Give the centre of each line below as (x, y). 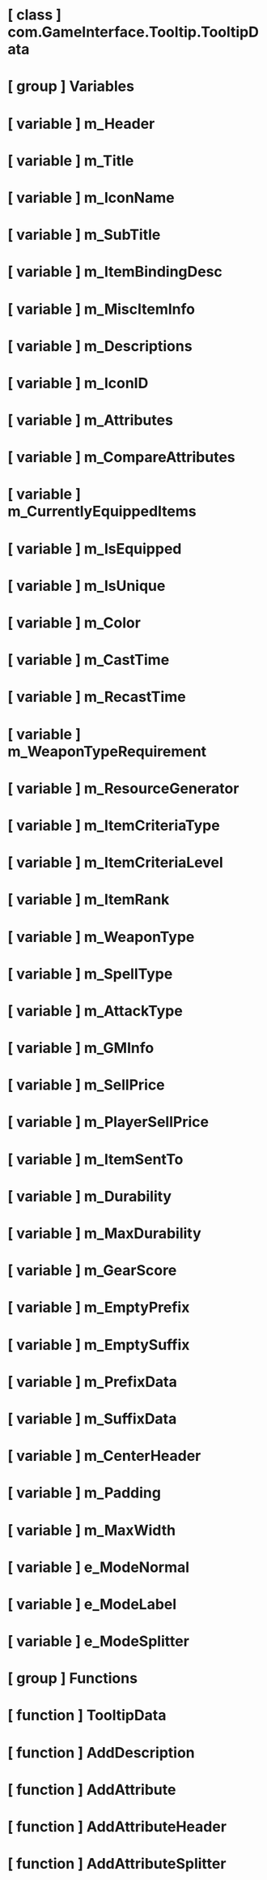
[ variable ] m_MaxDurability (104, 1233)
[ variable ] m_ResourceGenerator (123, 788)
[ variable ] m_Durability (89, 1196)
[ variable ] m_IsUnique (87, 586)
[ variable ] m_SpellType (90, 974)
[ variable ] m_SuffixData (92, 1418)
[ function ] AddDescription (101, 1752)
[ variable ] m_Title (71, 161)
